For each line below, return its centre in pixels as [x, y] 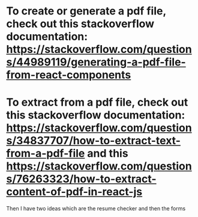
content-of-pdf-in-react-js [74, 192]
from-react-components [69, 75]
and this [107, 154]
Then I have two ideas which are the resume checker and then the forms [96, 209]
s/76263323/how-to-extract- [82, 179]
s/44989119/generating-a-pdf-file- [96, 62]
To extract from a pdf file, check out [97, 102]
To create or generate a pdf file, [86, 11]
